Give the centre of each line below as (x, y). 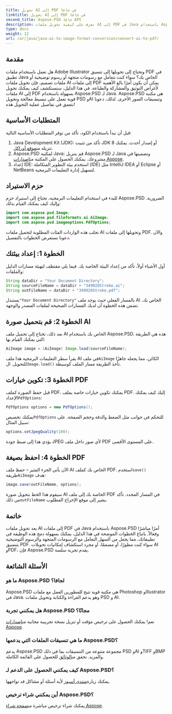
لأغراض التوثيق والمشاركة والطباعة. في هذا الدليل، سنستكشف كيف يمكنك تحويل (82, 88)
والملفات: (15, 271)
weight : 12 (17, 34)
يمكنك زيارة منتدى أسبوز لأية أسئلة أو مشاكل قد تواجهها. (58, 681)
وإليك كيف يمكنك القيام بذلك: (33, 204)
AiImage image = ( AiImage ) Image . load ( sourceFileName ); (66, 349)
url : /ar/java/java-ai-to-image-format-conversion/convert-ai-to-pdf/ (82, 39)
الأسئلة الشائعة (27, 566)
